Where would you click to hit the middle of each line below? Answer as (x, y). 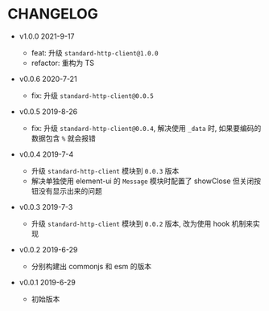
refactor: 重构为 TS (62, 63)
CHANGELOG (53, 14)
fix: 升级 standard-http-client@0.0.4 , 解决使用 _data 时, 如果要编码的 (146, 128)
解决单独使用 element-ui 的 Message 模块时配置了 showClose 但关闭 (143, 181)
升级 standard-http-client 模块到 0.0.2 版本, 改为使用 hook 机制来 (142, 223)
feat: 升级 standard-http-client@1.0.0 (95, 52)
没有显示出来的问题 (70, 190)
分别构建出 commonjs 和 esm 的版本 (91, 266)
